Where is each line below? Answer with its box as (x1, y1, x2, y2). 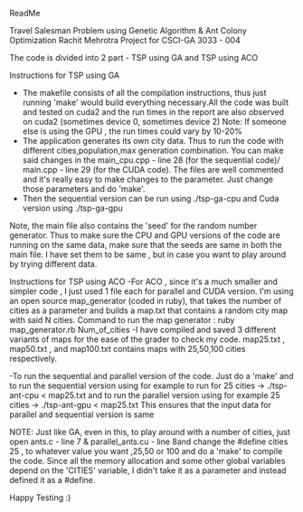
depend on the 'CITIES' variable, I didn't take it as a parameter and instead (9, 465, 287, 476)
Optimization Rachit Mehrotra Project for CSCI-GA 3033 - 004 (9, 35, 241, 45)
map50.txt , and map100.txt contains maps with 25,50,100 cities (9, 344, 246, 354)
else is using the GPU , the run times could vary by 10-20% (22, 126, 242, 137)
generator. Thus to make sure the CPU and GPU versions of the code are (9, 230, 280, 241)
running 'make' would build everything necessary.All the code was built (22, 97, 289, 108)
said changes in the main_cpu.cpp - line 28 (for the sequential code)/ (22, 155, 280, 166)
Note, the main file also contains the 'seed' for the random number (9, 221, 258, 231)
